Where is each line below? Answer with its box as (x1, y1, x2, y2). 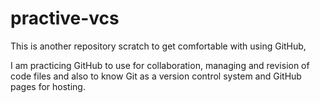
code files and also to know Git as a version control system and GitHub (10, 70, 302, 82)
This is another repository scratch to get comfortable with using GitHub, (10, 40, 307, 52)
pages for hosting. (10, 80, 86, 92)
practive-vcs (10, 7, 120, 30)
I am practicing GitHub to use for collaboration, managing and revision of (10, 59, 310, 71)
